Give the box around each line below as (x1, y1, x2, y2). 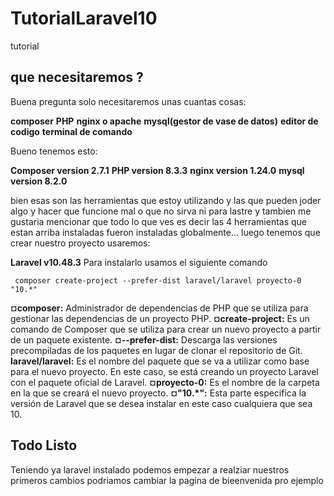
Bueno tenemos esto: (10, 145, 98, 157)
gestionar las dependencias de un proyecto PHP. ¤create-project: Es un (10, 312, 310, 324)
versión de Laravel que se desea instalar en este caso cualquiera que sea (10, 397, 313, 409)
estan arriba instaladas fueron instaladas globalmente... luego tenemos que (10, 226, 321, 238)
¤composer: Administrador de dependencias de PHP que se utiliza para (10, 302, 309, 314)
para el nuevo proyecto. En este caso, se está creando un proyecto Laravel (10, 365, 319, 377)
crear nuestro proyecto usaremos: (10, 237, 151, 249)
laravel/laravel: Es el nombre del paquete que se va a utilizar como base (10, 355, 310, 367)
